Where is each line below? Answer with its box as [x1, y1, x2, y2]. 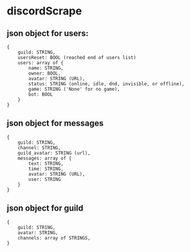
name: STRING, [28, 65, 64, 71]
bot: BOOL [28, 91, 53, 97]
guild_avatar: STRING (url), [17, 150, 91, 156]
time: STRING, [28, 165, 64, 172]
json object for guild [7, 203, 84, 214]
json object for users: [7, 28, 89, 38]
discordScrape [7, 4, 82, 18]
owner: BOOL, [28, 70, 61, 76]
